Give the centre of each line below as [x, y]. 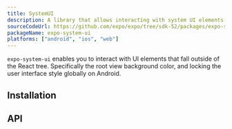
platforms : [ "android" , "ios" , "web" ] [63, 39]
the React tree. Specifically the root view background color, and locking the [114, 66]
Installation [32, 95]
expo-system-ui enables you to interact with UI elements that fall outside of [113, 59]
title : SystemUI [30, 13]
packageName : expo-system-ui [49, 33]
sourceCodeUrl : [29, 26]
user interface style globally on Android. [64, 74]
